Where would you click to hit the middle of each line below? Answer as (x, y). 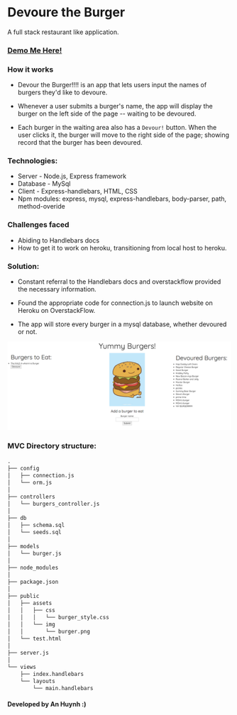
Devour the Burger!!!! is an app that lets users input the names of (112, 85)
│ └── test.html (34, 639)
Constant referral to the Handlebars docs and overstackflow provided (119, 282)
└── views (22, 667)
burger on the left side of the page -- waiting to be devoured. (107, 113)
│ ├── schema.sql (36, 526)
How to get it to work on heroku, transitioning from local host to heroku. (122, 248)
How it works (31, 70)
